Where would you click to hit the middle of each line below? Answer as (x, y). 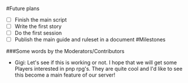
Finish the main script (41, 20)
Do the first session (38, 33)
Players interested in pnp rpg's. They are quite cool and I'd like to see (98, 69)
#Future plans (23, 8)
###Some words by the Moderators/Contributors (66, 51)
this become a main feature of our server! (65, 75)
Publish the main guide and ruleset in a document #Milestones (90, 40)
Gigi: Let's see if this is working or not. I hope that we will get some (96, 63)
